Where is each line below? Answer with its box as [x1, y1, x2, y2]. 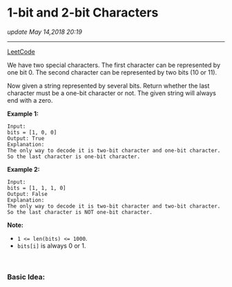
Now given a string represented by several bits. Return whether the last [7, 81, 210, 90]
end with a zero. [7, 96, 53, 104]
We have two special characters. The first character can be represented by [7, 61, 221, 69]
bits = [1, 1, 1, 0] [7, 184, 67, 191]
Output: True [7, 135, 45, 142]
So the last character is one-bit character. [7, 153, 140, 160]
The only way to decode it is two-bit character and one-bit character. [7, 147, 221, 154]
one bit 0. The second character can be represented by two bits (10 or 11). [7, 68, 217, 77]
